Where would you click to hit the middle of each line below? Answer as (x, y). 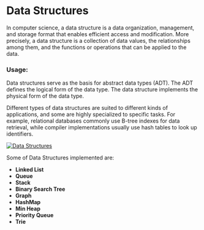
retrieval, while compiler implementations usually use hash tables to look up (102, 128)
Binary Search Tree (40, 189)
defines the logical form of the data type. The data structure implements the (102, 90)
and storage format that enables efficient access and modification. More (98, 34)
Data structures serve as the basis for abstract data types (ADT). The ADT (100, 83)
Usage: (17, 69)
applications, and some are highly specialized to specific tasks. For (91, 115)
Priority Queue (34, 215)
